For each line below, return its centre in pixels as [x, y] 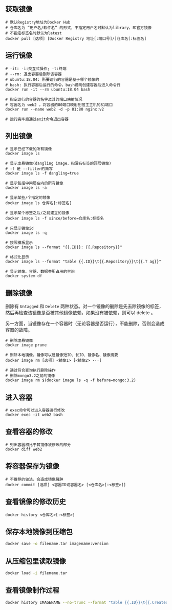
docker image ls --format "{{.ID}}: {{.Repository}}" [64, 247]
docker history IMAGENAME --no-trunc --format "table [64, 602]
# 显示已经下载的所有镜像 [29, 149]
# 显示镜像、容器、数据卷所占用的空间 [40, 272]
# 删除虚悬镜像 [19, 341]
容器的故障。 [19, 330]
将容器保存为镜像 [32, 466]
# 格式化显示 [17, 257]
